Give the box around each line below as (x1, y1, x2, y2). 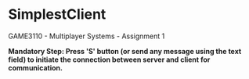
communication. (8, 63, 63, 72)
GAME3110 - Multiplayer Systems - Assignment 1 (8, 31, 165, 41)
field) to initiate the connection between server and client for (8, 55, 211, 64)
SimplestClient (8, 5, 106, 23)
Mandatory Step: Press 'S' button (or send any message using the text (8, 46, 242, 56)
